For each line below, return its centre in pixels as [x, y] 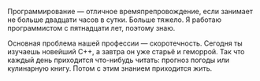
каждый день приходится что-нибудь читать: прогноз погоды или [119, 60]
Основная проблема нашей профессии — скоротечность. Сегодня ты [125, 43]
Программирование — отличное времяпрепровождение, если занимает [130, 11]
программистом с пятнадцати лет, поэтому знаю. [91, 28]
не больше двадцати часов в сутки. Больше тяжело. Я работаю [115, 20]
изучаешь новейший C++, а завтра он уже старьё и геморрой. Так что [126, 52]
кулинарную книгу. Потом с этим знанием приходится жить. [110, 68]
